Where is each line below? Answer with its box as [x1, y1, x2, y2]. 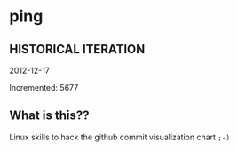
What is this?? [9, 108, 90, 123]
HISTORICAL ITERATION [9, 42, 146, 57]
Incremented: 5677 [9, 83, 79, 92]
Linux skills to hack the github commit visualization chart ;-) [9, 131, 231, 142]
